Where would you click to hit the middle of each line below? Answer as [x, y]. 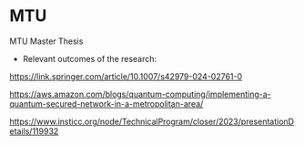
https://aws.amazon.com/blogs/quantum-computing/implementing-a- [140, 94]
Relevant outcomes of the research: [90, 58]
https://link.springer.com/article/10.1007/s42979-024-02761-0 [126, 76]
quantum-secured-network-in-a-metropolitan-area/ [106, 104]
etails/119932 [34, 131]
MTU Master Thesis [46, 41]
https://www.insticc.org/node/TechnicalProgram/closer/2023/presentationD [152, 121]
